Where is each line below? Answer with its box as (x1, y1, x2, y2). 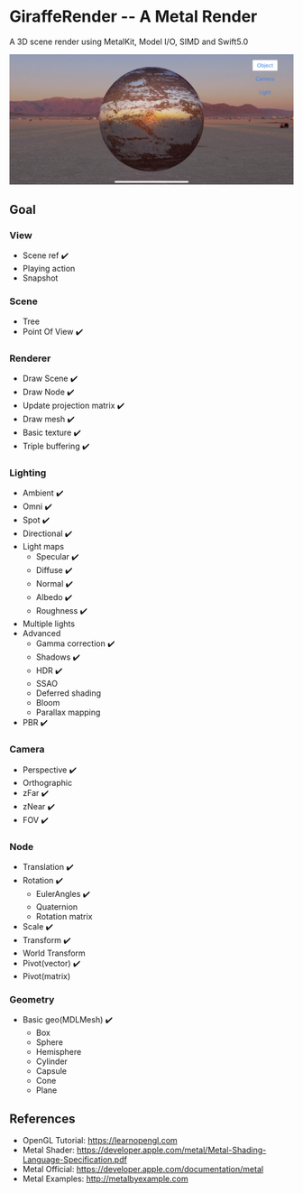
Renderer (9, 352, 51, 365)
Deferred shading (35, 688, 102, 698)
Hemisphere (35, 1047, 82, 1058)
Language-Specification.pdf (22, 1154, 128, 1165)
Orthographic (22, 777, 73, 788)
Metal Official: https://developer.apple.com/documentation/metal (22, 1164, 264, 1175)
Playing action (22, 264, 76, 274)
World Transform (22, 948, 86, 958)
